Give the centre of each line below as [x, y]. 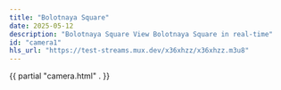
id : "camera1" [36, 42]
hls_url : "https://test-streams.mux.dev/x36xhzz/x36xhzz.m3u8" [129, 51]
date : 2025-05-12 [41, 26]
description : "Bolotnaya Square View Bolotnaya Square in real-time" [141, 34]
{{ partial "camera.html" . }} [59, 76]
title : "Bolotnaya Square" [59, 17]
